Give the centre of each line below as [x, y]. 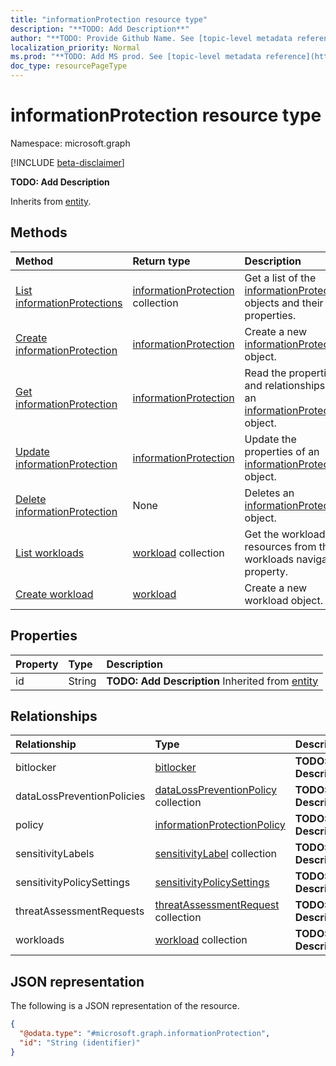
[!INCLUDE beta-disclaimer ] [67, 162]
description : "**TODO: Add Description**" [100, 29]
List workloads [50, 553]
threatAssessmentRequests [80, 911]
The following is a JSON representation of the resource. [125, 1006]
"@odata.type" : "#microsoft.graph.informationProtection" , [145, 1034]
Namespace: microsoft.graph [70, 143]
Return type [161, 261]
